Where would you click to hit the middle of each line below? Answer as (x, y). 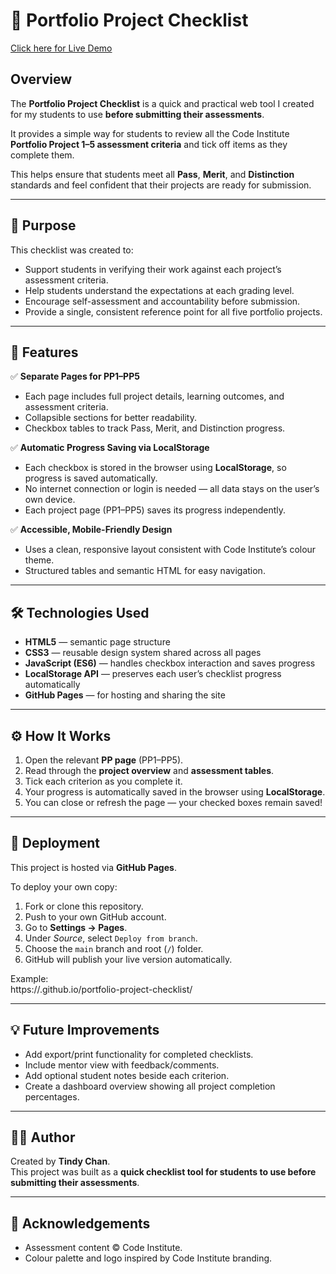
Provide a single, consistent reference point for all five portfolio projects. (173, 311)
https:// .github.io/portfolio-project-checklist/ (101, 989)
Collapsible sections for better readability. (111, 418)
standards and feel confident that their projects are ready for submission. (161, 185)
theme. (39, 560)
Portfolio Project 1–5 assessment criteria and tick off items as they (149, 144)
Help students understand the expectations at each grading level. (159, 290)
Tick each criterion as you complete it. (103, 781)
